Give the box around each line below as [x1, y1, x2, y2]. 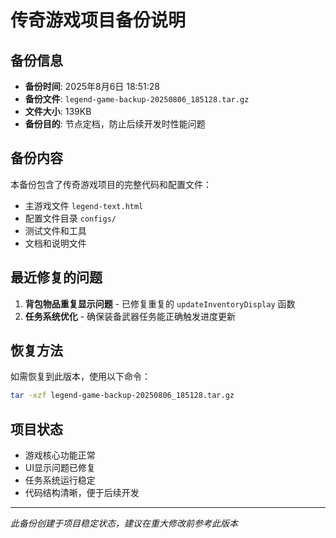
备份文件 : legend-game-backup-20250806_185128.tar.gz [24, 93, 250, 105]
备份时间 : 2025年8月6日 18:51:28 [24, 81, 160, 92]
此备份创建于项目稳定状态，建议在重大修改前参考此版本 [10, 517, 238, 530]
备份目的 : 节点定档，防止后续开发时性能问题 [24, 118, 206, 130]
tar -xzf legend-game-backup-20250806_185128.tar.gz [10, 391, 235, 401]
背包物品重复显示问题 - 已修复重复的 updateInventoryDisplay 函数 [24, 297, 296, 310]
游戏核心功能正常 [24, 449, 96, 461]
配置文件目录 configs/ [24, 212, 117, 224]
